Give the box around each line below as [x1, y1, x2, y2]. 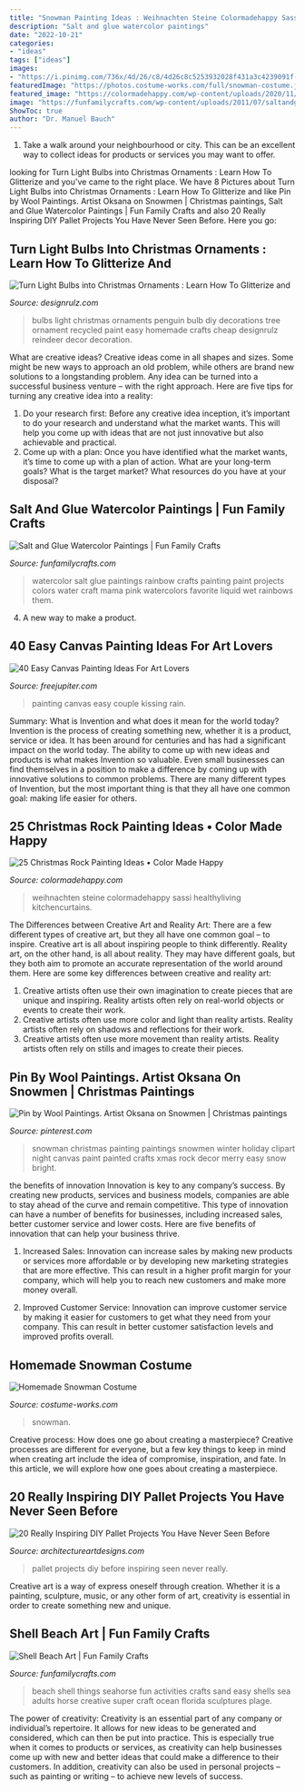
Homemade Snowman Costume [9, 1357, 192, 1372]
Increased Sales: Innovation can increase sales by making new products [22, 1246, 293, 1257]
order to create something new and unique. [9, 1599, 172, 1610]
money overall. [22, 1284, 79, 1295]
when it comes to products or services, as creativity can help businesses [9, 1741, 283, 1753]
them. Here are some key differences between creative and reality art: [9, 968, 272, 979]
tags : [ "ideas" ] [9, 55, 71, 64]
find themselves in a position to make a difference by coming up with [9, 764, 268, 775]
